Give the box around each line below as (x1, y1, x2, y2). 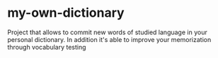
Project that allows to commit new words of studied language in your (7, 28, 207, 36)
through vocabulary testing (7, 43, 86, 51)
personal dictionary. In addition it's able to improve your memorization (7, 35, 212, 43)
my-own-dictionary (7, 5, 125, 21)
